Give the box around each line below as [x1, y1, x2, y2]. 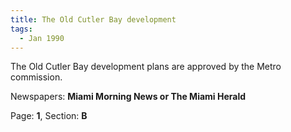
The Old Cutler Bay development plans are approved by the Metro [10, 61, 282, 73]
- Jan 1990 [19, 33, 65, 43]
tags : [10, 24, 33, 34]
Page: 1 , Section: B [10, 110, 88, 122]
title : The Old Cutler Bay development [10, 14, 177, 25]
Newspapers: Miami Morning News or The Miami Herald [10, 91, 247, 103]
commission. [10, 71, 63, 83]
